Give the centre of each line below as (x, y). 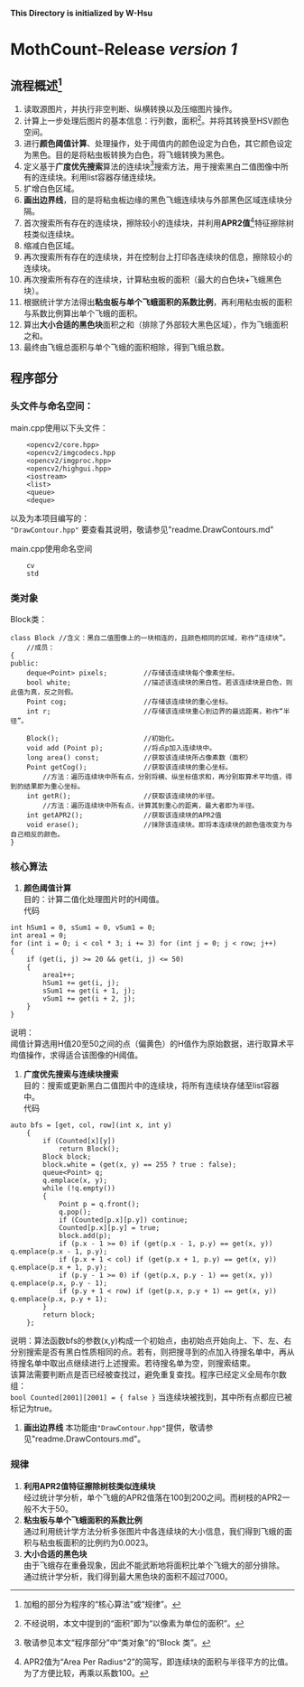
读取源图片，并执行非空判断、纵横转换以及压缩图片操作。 (130, 109)
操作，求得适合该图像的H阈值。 (84, 1055)
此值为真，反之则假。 (44, 692)
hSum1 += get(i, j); (81, 983)
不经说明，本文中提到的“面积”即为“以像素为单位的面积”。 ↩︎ (134, 1623)
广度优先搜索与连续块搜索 (71, 1075)
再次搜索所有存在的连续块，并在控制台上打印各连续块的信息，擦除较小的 (157, 256)
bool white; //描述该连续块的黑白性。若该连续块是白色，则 (160, 682)
